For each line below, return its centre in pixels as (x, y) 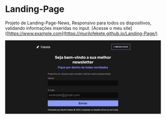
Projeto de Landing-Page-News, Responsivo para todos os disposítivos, (78, 23)
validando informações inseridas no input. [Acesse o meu (64, 28)
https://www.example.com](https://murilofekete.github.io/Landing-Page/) (83, 33)
